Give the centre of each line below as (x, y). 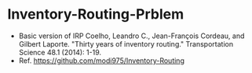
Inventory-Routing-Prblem (96, 14)
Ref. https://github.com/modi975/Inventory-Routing (102, 61)
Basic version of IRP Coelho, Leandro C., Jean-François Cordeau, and (131, 36)
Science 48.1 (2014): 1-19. (60, 52)
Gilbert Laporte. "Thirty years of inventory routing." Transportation (126, 43)
